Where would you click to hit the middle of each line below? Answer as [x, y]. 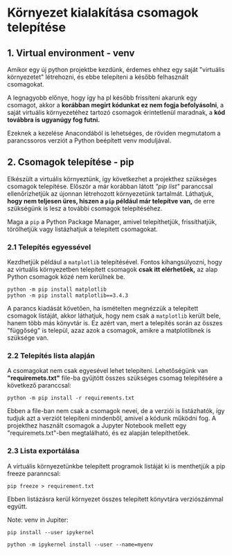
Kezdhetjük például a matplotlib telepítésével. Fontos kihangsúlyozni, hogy [115, 262]
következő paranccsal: [39, 385]
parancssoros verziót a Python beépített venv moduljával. [89, 140]
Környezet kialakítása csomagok [103, 13]
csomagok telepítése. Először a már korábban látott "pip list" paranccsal [110, 186]
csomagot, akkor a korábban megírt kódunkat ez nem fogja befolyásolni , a [115, 105]
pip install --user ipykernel [51, 532]
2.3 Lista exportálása [43, 451]
